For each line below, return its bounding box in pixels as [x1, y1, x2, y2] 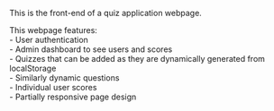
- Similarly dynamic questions [9, 73, 120, 83]
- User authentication [9, 35, 88, 45]
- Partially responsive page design [9, 91, 137, 102]
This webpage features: [9, 25, 97, 35]
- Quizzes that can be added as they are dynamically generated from [9, 54, 266, 64]
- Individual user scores [9, 82, 97, 92]
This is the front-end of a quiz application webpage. [9, 8, 203, 18]
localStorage [9, 63, 57, 73]
